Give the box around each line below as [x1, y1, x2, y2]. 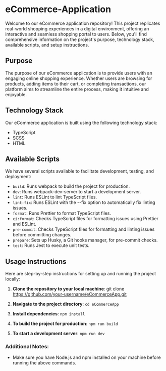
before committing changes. [12, 232, 72, 238]
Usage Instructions [5, 257, 67, 266]
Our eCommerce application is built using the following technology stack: [5, 119, 158, 126]
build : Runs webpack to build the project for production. [12, 183, 130, 189]
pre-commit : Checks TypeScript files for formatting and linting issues [12, 226, 155, 232]
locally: [5, 276, 20, 282]
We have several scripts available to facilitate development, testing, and [5, 168, 154, 174]
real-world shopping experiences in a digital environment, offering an [5, 25, 149, 31]
